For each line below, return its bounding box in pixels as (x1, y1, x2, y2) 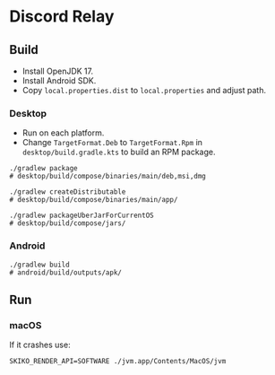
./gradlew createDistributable (9, 187, 126, 196)
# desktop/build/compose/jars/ (9, 219, 126, 228)
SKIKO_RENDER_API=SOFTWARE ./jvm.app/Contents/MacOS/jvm (9, 357, 227, 366)
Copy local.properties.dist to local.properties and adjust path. (21, 85, 267, 95)
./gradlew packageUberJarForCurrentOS (9, 211, 154, 221)
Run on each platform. (21, 127, 105, 138)
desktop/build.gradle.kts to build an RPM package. (21, 146, 216, 158)
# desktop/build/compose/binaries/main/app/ (9, 196, 178, 205)
